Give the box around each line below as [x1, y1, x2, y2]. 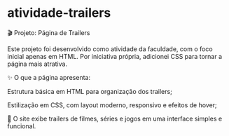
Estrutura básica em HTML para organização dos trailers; [7, 87, 173, 95]
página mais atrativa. [7, 60, 68, 68]
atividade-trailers [7, 5, 111, 21]
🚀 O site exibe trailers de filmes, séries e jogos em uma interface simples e [7, 114, 223, 123]
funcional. [7, 121, 36, 130]
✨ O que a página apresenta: [7, 73, 91, 81]
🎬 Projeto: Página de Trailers [7, 28, 90, 36]
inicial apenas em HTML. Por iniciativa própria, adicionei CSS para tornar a [7, 52, 223, 60]
